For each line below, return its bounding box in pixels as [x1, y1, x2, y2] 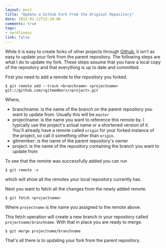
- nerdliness [5, 30, 32, 35]
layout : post [5, 7, 32, 12]
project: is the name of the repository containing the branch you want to [12, 143, 160, 149]
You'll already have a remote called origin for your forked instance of [12, 127, 155, 133]
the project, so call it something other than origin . [12, 132, 115, 138]
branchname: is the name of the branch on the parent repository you [12, 106, 153, 112]
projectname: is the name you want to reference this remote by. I [12, 117, 145, 123]
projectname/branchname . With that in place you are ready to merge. [5, 219, 143, 225]
